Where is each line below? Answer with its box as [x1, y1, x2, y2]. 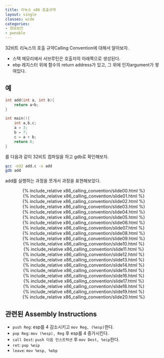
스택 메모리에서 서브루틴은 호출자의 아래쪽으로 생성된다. [12, 55, 121, 61]
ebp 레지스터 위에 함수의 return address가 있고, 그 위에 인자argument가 [12, 62, 154, 67]
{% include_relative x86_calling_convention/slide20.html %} [22, 294, 146, 300]
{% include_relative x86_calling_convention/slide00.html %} [22, 188, 146, 194]
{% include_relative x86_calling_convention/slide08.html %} [22, 230, 146, 236]
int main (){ [5, 116, 30, 121]
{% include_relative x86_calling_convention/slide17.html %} [23, 278, 145, 284]
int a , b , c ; [14, 120, 37, 125]
